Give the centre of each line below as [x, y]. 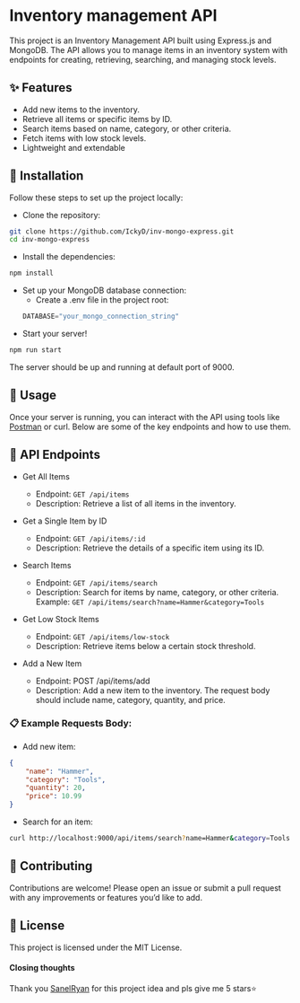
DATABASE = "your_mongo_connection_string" [101, 317]
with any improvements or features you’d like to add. [106, 897]
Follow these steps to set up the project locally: [96, 198]
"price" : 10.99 [54, 796]
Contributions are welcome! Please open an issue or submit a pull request [146, 888]
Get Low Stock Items [61, 619]
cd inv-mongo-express [50, 240]
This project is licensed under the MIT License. [96, 947]
